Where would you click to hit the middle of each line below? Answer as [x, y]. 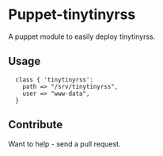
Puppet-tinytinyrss [72, 15]
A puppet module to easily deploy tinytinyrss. [82, 36]
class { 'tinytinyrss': [54, 80]
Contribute [36, 125]
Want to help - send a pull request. [64, 143]
